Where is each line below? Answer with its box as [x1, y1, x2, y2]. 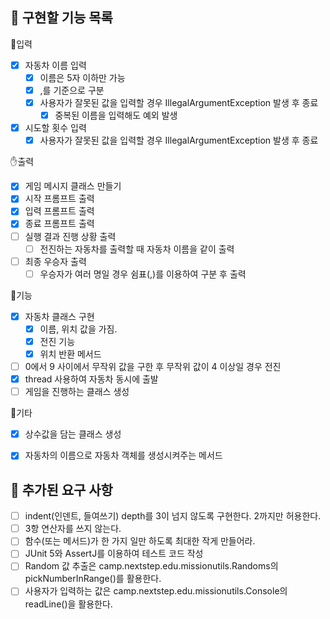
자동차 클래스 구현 [24, 310, 95, 322]
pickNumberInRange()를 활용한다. [24, 573, 162, 585]
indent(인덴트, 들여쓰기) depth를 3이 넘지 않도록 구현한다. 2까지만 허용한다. [24, 510, 322, 522]
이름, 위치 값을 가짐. [39, 323, 118, 335]
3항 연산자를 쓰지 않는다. [24, 523, 122, 535]
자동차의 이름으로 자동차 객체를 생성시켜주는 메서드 [24, 449, 223, 462]
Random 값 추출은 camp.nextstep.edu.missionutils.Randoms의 [24, 560, 279, 572]
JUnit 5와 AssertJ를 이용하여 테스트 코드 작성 [24, 548, 204, 560]
